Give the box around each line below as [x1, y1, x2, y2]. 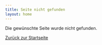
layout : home [5, 12, 32, 17]
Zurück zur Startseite [5, 35, 49, 41]
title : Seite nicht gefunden [5, 7, 65, 12]
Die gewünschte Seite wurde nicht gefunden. [5, 25, 98, 31]
